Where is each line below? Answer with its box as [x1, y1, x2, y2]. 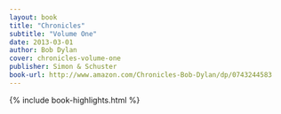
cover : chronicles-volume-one [9, 54, 122, 63]
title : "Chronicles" [9, 21, 86, 30]
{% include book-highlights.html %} [9, 95, 140, 105]
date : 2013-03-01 [9, 37, 74, 47]
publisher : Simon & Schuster [9, 63, 117, 72]
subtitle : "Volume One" [9, 29, 98, 38]
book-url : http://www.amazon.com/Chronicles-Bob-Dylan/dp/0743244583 [9, 71, 273, 80]
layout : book [9, 12, 58, 22]
